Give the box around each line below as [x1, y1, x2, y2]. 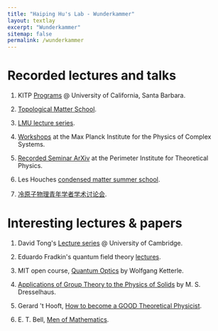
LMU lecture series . [17, 119, 76, 127]
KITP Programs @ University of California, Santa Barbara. [17, 91, 186, 100]
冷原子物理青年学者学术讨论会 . [17, 190, 107, 199]
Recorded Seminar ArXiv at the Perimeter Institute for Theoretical [17, 154, 209, 162]
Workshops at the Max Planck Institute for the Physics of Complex [17, 132, 212, 141]
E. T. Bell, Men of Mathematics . [17, 315, 109, 324]
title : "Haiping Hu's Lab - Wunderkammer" [7, 10, 135, 18]
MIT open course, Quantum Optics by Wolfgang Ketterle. [17, 266, 184, 275]
